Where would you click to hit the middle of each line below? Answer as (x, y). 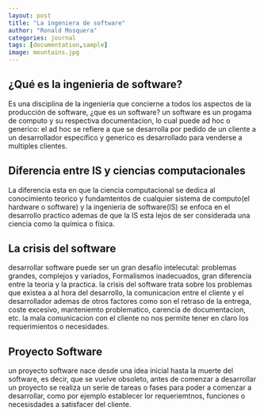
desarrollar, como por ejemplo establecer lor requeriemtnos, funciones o (127, 396)
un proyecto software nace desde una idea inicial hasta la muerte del (121, 371)
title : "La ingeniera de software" (67, 23)
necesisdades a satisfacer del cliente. (70, 405)
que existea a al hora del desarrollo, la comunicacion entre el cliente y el (126, 293)
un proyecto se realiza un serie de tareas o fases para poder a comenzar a (130, 388)
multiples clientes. (38, 146)
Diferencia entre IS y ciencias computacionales (127, 171)
